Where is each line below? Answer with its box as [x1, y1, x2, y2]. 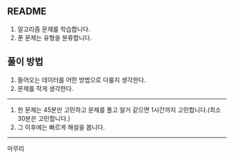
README [7, 6, 47, 17]
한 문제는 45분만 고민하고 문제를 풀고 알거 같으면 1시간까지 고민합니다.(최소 [17, 106, 221, 114]
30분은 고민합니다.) [17, 114, 71, 122]
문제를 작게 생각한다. [17, 84, 74, 92]
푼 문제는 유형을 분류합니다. [17, 33, 93, 42]
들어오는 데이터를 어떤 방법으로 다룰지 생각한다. [17, 76, 146, 84]
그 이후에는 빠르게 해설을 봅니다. [17, 123, 105, 131]
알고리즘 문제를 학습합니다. [17, 24, 91, 33]
